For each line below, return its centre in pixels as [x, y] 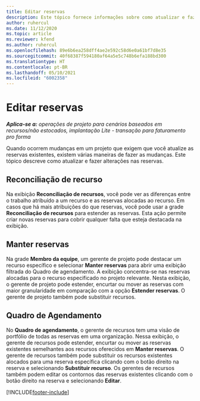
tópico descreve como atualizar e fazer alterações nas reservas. [85, 161]
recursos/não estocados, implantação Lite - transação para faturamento [96, 130]
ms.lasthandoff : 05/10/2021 [41, 73]
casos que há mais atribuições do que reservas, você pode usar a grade [95, 207]
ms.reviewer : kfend [30, 39]
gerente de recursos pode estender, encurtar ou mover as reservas [89, 343]
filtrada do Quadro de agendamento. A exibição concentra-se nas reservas [98, 271]
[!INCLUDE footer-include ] [38, 392]
